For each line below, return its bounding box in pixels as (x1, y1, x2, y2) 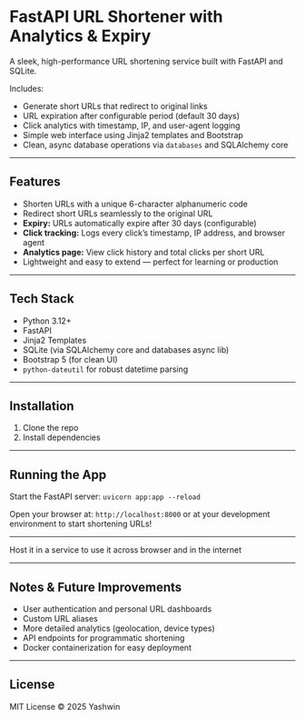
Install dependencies (22, 432, 102, 443)
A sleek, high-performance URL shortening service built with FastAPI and (9, 55, 283, 66)
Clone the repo (22, 423, 79, 434)
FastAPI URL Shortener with (9, 6, 223, 27)
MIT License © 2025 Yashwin (9, 701, 121, 712)
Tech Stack (9, 291, 74, 306)
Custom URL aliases (22, 614, 98, 624)
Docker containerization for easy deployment (22, 643, 192, 653)
